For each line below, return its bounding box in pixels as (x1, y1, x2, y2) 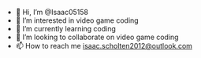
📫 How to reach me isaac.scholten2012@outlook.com (15, 42, 193, 50)
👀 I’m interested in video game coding (15, 16, 140, 25)
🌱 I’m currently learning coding (15, 24, 117, 33)
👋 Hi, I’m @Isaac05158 (15, 8, 89, 16)
